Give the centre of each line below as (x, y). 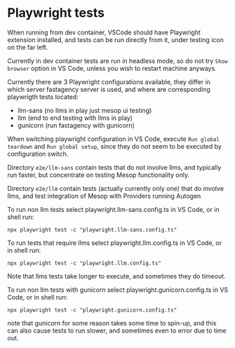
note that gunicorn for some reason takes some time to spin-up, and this (112, 323)
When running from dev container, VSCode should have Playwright (104, 32)
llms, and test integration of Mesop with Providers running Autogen (104, 196)
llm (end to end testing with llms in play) (75, 118)
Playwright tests (56, 13)
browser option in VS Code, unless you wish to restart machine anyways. (112, 68)
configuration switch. (38, 154)
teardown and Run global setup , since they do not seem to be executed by (115, 146)
